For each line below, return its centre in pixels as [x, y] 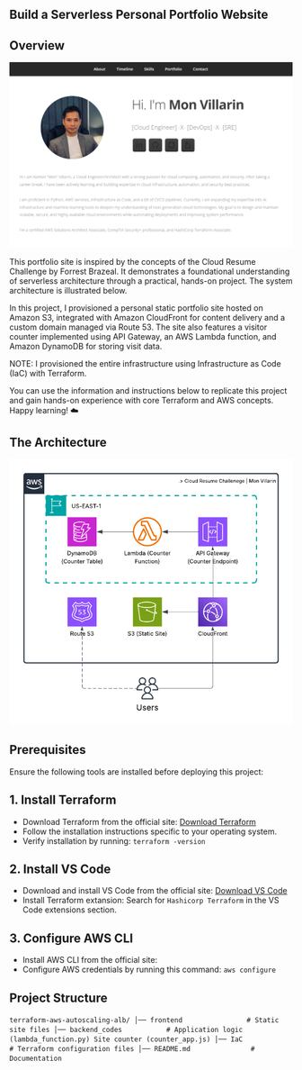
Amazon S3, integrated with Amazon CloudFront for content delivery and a [147, 318]
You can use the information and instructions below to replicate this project [148, 391]
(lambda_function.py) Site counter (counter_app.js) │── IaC [126, 1039]
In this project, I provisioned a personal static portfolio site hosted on [136, 308]
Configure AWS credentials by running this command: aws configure [149, 970]
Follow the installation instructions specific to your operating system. [149, 831]
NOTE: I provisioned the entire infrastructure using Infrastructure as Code [145, 364]
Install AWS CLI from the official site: [90, 960]
